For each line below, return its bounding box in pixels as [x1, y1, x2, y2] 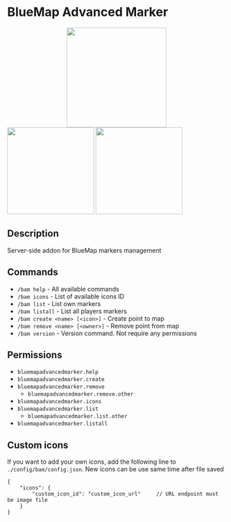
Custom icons [7, 439, 69, 451]
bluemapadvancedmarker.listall [17, 421, 108, 428]
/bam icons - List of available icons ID [17, 292, 125, 301]
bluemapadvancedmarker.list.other [27, 413, 128, 420]
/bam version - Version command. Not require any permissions [17, 329, 198, 337]
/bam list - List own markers [17, 299, 101, 308]
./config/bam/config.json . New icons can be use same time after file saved [7, 465, 224, 473]
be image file [7, 497, 49, 504]
